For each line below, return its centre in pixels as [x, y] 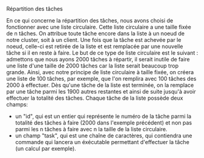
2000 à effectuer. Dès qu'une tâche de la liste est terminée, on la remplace [100, 85]
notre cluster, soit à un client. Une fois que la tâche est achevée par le [94, 40]
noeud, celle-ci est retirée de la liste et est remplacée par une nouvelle [95, 46]
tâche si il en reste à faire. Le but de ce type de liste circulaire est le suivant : [102, 53]
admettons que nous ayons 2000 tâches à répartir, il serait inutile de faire [98, 59]
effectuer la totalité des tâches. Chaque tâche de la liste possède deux [95, 98]
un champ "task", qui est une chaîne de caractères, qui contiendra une [104, 136]
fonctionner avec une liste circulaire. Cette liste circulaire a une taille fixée [99, 27]
